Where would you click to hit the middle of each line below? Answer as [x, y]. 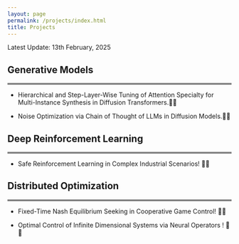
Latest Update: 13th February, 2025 [59, 48]
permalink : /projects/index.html [57, 21]
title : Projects [31, 27]
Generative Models [51, 69]
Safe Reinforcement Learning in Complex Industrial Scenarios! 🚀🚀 [113, 164]
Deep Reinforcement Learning [75, 138]
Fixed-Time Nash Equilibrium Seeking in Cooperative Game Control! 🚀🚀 [122, 211]
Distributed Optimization [63, 186]
